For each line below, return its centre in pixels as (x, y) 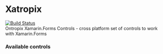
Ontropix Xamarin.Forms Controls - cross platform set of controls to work (81, 28)
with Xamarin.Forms (26, 33)
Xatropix (24, 9)
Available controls (28, 46)
